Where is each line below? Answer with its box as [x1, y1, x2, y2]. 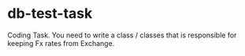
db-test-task [7, 5, 93, 23]
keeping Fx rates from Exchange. [7, 38, 115, 47]
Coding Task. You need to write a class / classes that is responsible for [7, 30, 237, 40]
